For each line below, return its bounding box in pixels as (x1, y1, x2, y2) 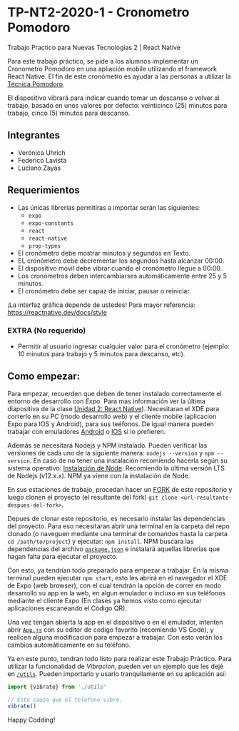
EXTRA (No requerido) (7, 326, 86, 336)
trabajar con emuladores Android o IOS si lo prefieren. (7, 427, 166, 435)
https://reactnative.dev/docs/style (7, 308, 107, 316)
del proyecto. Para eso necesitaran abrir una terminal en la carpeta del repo (7, 522, 230, 530)
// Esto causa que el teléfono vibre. (7, 696, 123, 703)
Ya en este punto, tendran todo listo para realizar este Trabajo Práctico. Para (7, 654, 232, 662)
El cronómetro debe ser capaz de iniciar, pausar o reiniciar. (17, 286, 191, 295)
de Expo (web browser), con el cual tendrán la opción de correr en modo (7, 581, 222, 590)
